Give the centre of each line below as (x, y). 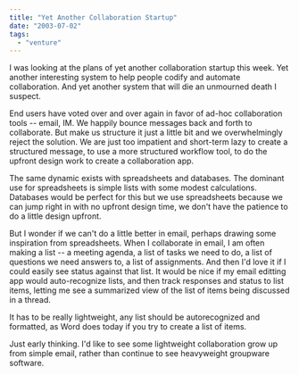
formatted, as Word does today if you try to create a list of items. (128, 327)
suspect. (25, 96)
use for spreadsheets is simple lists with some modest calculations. (133, 187)
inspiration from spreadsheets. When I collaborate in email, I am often (137, 243)
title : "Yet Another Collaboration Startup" (93, 17)
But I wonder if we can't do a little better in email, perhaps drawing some (143, 234)
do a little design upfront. (55, 216)
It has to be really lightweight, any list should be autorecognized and (135, 317)
